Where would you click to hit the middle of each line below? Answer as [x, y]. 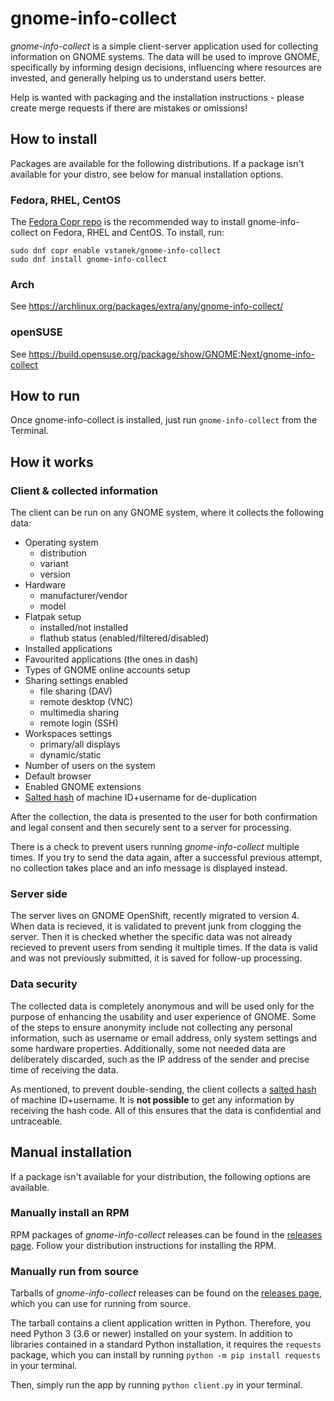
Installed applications [68, 649]
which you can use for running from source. [101, 1304]
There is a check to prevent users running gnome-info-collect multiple [155, 847]
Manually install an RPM [70, 1213]
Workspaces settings [68, 734]
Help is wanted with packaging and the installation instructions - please [157, 97]
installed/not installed [83, 628]
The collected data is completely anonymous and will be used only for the [162, 1006]
